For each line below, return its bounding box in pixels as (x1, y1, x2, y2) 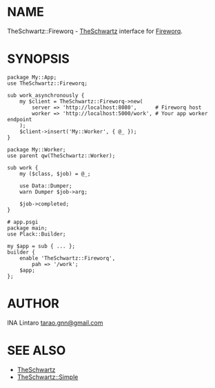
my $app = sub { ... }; (7, 243, 76, 249)
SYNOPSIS (7, 51, 70, 67)
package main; (7, 225, 48, 232)
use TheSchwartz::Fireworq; (7, 80, 88, 87)
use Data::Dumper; (19, 182, 72, 190)
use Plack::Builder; (7, 230, 67, 238)
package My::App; (7, 74, 57, 81)
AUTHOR (7, 296, 60, 312)
